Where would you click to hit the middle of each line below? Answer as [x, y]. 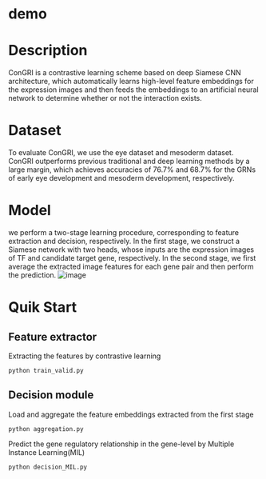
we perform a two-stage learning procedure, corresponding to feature [124, 232]
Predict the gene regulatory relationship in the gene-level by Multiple [121, 444]
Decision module [51, 395]
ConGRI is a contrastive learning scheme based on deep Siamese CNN [125, 73]
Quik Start [43, 307]
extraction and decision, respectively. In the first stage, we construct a [124, 241]
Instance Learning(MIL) [47, 452]
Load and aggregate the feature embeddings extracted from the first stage [131, 414]
